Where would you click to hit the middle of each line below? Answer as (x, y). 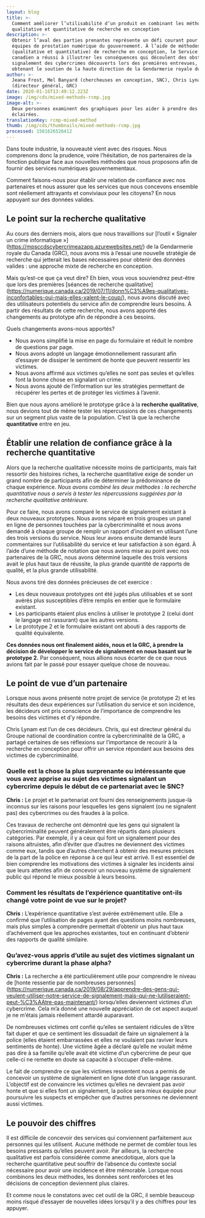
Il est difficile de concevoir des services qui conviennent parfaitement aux (99, 1138)
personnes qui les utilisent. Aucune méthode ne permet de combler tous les (102, 1145)
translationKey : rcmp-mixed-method (52, 120)
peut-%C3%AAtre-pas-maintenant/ (51, 1002)
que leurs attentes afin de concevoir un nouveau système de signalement (99, 870)
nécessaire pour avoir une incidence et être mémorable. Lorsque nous (95, 1170)
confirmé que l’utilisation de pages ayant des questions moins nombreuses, (101, 920)
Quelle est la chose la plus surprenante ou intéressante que (96, 771)
